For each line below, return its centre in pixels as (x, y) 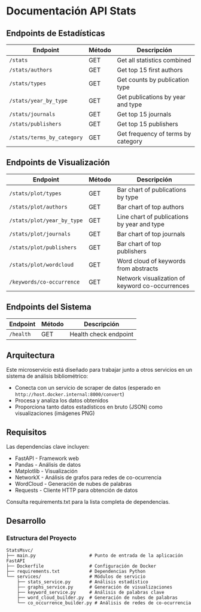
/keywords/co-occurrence (45, 282)
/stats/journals (32, 114)
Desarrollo (26, 521)
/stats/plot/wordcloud (41, 265)
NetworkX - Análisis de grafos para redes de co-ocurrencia (88, 477)
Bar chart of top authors (150, 207)
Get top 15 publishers (147, 124)
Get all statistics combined (154, 60)
